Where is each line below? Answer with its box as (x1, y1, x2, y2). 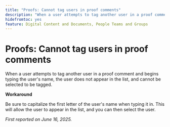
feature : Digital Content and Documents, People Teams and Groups (5, 21, 148, 27)
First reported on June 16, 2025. (5, 116, 72, 122)
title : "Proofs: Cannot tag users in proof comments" (5, 7, 121, 13)
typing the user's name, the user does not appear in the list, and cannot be (5, 76, 161, 82)
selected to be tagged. (5, 81, 53, 88)
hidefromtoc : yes (5, 17, 42, 22)
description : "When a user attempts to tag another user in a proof (5, 12, 153, 17)
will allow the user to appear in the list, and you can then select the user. (5, 107, 156, 113)
